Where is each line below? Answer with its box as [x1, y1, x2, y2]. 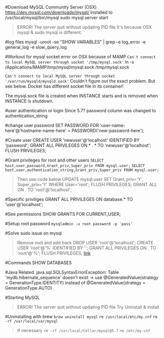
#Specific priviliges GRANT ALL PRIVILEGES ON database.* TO [5, 197, 133, 202]
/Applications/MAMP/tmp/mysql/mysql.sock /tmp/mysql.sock [5, 64, 130, 70]
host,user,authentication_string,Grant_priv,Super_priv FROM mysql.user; [5, 168, 160, 172]
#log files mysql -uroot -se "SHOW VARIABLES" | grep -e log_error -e [5, 39, 146, 45]
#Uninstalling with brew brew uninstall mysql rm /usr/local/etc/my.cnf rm [5, 314, 158, 319]
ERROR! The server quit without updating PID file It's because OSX [17, 24, 152, 30]
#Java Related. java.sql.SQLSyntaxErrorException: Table [5, 270, 119, 275]
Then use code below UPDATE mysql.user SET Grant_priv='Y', [17, 176, 143, 182]
